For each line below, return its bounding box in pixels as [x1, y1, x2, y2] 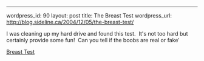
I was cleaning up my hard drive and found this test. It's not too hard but [6, 30, 188, 37]
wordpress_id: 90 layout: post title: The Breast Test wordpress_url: [6, 12, 172, 19]
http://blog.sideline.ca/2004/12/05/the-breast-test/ [6, 19, 134, 25]
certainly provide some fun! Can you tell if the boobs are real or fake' [6, 37, 180, 43]
